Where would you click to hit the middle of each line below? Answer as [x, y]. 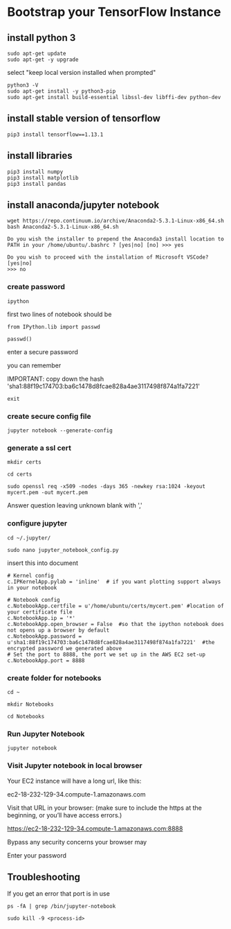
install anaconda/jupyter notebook [83, 205]
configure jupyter [37, 523]
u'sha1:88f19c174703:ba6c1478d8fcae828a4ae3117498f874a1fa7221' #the [111, 642]
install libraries [40, 156]
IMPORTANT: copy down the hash [56, 379]
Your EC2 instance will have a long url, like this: [74, 781]
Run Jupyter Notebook [46, 733]
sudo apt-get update [37, 53]
